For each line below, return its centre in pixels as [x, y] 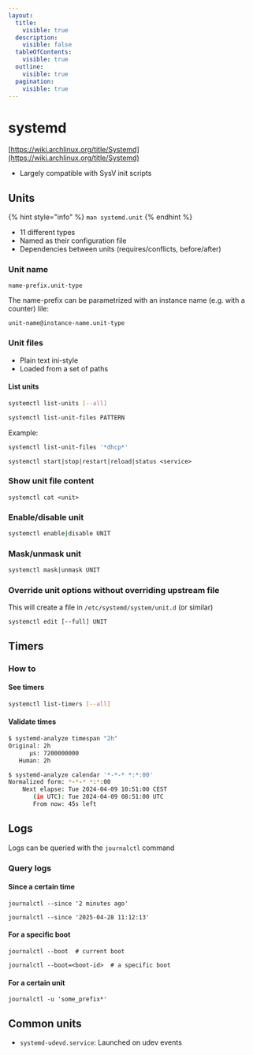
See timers [26, 688]
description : [37, 37]
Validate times [32, 721]
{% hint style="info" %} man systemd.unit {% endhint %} [100, 217]
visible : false [47, 45]
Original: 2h [30, 746]
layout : [21, 15]
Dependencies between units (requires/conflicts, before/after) [121, 249]
